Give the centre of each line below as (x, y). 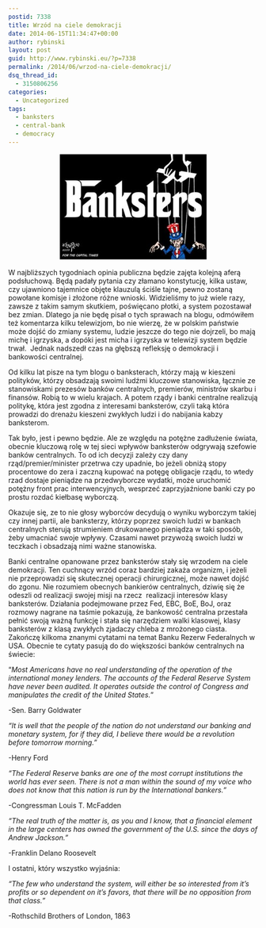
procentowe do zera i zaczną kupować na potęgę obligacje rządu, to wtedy (131, 471)
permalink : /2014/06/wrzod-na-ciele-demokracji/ (90, 67)
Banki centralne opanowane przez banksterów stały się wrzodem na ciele (128, 561)
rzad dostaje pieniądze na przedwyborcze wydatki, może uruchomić (120, 480)
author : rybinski (37, 42)
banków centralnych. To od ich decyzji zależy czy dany (98, 454)
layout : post (30, 50)
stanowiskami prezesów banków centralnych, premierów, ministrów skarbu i (132, 389)
